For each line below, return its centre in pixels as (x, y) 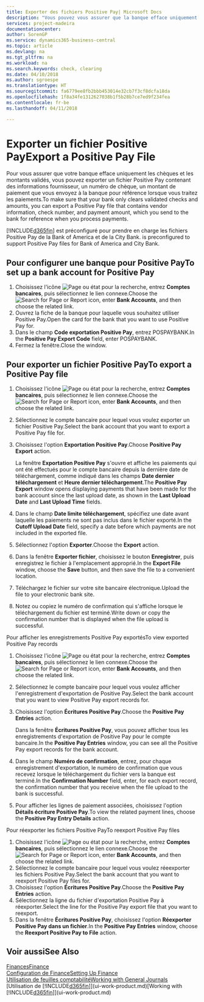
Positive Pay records (32, 644)
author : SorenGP (27, 35)
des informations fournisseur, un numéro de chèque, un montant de (91, 187)
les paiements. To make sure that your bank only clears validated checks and (102, 199)
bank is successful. (39, 794)
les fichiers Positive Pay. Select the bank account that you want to (97, 875)
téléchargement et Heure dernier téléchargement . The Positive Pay (101, 483)
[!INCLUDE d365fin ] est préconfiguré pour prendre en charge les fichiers (97, 231)
